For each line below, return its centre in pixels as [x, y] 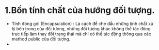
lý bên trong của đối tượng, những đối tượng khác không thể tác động [81, 28]
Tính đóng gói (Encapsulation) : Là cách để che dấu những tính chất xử [82, 24]
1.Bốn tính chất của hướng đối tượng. [80, 10]
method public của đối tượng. [41, 39]
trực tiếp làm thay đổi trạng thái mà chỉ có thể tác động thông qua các [81, 34]
